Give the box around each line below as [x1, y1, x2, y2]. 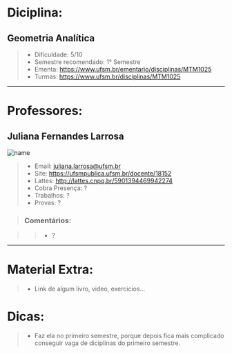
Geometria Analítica [7, 32, 95, 44]
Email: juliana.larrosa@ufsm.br [34, 162, 121, 170]
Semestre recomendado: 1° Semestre [34, 58, 141, 66]
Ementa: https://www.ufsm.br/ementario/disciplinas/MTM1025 [34, 65, 212, 73]
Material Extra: [7, 262, 94, 278]
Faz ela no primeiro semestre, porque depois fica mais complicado [34, 332, 224, 340]
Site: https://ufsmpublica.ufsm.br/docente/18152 [34, 169, 172, 177]
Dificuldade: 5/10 [34, 50, 83, 59]
